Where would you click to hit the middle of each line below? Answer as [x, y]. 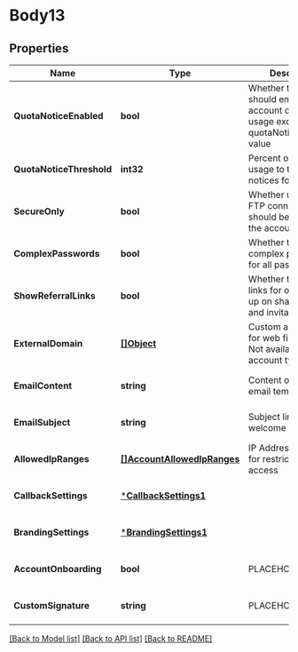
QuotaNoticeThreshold [63, 169]
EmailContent [43, 386]
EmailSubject [42, 422]
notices [263, 180]
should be [269, 217]
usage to [267, 169]
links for [265, 290]
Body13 [37, 16]
